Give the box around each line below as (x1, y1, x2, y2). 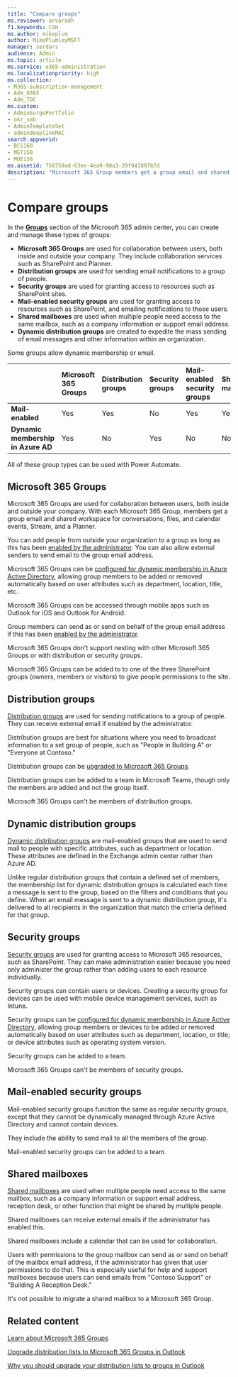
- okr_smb (7, 116, 37, 123)
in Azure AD (11, 441, 53, 451)
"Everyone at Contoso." (7, 748, 76, 757)
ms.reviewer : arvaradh (7, 17, 74, 24)
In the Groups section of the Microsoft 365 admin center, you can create (7, 223, 220, 231)
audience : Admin (7, 50, 55, 57)
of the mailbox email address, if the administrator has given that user (7, 1258, 208, 1267)
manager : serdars (7, 43, 59, 50)
